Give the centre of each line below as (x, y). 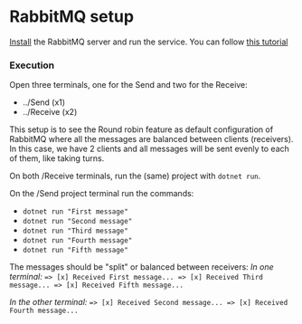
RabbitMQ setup (71, 17)
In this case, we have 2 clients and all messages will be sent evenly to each (149, 149)
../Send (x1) (44, 102)
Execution (32, 65)
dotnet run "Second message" (77, 222)
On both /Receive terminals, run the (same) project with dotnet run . (135, 176)
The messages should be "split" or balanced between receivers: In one (142, 267)
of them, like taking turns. (57, 158)
